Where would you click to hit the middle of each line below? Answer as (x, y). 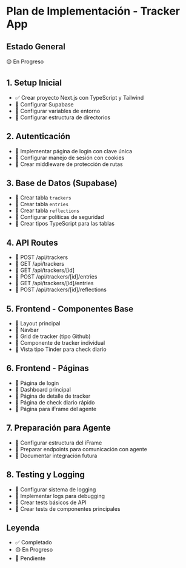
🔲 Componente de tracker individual (60, 343)
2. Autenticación (38, 137)
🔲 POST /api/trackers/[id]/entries (56, 277)
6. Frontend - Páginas (48, 368)
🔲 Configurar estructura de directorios (63, 117)
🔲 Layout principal (38, 324)
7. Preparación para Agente (58, 428)
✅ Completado (34, 542)
